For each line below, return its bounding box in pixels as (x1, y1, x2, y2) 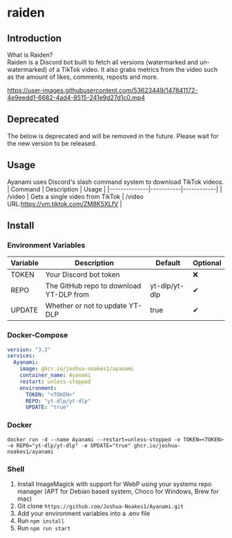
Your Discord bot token (45, 270, 120, 279)
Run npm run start (17, 523, 71, 532)
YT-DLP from (45, 290, 90, 299)
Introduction (7, 33, 62, 44)
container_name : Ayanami (19, 372, 91, 379)
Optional (192, 258, 222, 268)
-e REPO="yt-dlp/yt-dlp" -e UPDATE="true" (7, 442, 131, 449)
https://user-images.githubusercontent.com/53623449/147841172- (7, 86, 198, 94)
